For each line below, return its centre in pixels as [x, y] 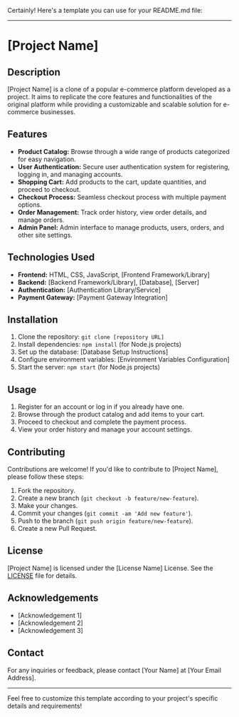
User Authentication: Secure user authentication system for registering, [123, 166]
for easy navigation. [47, 159]
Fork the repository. [47, 491]
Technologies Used [51, 257]
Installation [33, 320]
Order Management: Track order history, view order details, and [112, 212]
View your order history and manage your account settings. [105, 429]
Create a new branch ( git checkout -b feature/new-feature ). [108, 498]
